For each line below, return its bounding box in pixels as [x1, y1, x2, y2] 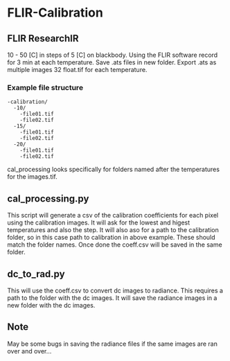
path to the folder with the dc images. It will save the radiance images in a [7, 293, 218, 302]
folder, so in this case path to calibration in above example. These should [7, 234, 216, 242]
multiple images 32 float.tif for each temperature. [7, 66, 148, 73]
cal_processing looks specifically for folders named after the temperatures [7, 165, 220, 174]
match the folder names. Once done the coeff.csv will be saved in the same [7, 240, 223, 249]
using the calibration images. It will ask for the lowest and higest [7, 218, 191, 227]
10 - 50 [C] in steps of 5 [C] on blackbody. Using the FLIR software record [7, 51, 218, 59]
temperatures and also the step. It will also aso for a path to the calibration [7, 226, 220, 234]
